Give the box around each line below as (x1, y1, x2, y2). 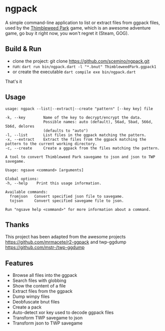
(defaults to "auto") (43, 128, 88, 133)
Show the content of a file (12, 283, 66, 289)
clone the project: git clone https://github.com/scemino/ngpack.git (12, 58, 150, 64)
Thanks (5, 220, 29, 229)
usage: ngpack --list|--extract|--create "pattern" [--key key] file (5, 106, 153, 111)
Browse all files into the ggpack (12, 272, 77, 278)
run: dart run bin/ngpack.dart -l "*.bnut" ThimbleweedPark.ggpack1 (12, 63, 156, 69)
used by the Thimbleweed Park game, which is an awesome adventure (5, 25, 151, 31)
